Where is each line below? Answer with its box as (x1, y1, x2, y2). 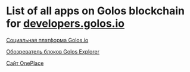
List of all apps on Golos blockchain (6, 4, 185, 18)
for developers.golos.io (6, 17, 125, 30)
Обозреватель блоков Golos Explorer (6, 48, 100, 55)
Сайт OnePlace (6, 60, 44, 67)
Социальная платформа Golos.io (6, 36, 89, 43)
